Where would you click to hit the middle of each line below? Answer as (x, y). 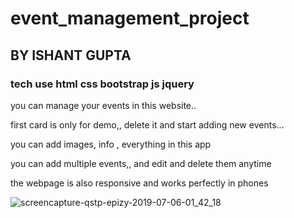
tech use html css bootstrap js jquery (102, 84)
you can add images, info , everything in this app (111, 144)
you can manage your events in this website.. (103, 105)
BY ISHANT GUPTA (71, 55)
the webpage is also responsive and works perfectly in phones (139, 183)
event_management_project (130, 18)
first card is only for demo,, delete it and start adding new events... (147, 124)
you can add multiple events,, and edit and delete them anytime (141, 163)
